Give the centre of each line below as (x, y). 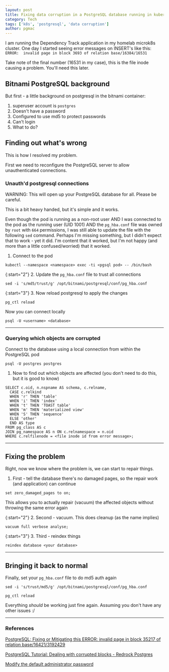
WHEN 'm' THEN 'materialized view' (47, 410)
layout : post (19, 10)
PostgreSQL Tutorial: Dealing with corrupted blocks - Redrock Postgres (79, 654)
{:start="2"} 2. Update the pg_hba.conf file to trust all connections (73, 274)
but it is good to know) (36, 378)
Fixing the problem (35, 456)
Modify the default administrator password (50, 664)
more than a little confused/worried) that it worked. (58, 246)
